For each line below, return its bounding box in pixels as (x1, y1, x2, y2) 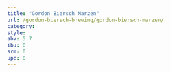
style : (7, 29, 26, 36)
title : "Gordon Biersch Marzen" (7, 10, 100, 17)
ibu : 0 (7, 42, 26, 49)
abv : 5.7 (7, 36, 32, 43)
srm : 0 (7, 49, 26, 56)
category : (7, 23, 36, 29)
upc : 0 (7, 55, 26, 62)
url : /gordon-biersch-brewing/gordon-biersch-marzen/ (7, 16, 165, 23)
